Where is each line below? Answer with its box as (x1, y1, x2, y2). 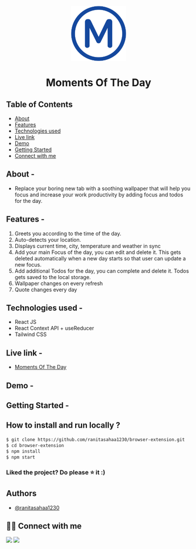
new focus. (14, 261, 42, 268)
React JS (14, 318, 37, 326)
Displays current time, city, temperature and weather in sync (14, 242, 161, 249)
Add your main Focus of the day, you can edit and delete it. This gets (14, 249, 181, 256)
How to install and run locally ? (6, 421, 120, 431)
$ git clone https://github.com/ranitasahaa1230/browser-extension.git (6, 436, 185, 442)
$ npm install (6, 448, 41, 454)
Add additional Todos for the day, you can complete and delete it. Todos (14, 267, 190, 274)
